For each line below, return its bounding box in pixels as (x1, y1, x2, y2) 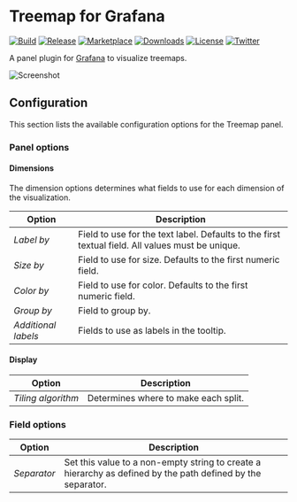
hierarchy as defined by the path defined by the (64, 467, 262, 480)
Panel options (9, 141, 70, 153)
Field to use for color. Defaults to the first (78, 279, 248, 291)
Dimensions (9, 163, 55, 174)
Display (9, 354, 38, 365)
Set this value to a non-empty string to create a (64, 456, 262, 468)
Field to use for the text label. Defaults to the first (78, 228, 281, 240)
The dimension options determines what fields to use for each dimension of (9, 182, 285, 193)
